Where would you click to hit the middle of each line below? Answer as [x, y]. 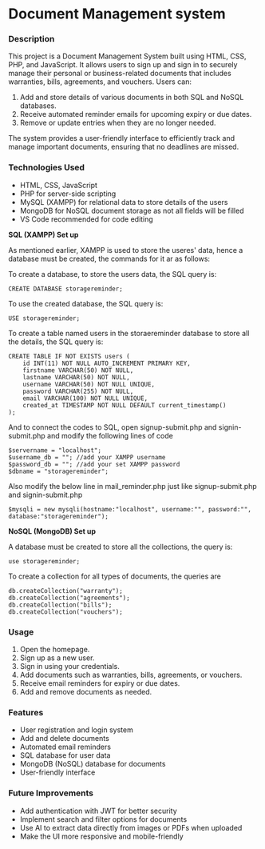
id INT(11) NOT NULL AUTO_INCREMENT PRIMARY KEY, [107, 363]
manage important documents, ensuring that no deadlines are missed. [124, 147]
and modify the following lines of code [110, 435]
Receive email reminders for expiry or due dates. [100, 683]
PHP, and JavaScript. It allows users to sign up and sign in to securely [123, 65]
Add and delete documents [64, 739]
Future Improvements [51, 793]
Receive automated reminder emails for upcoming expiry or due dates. [136, 114]
